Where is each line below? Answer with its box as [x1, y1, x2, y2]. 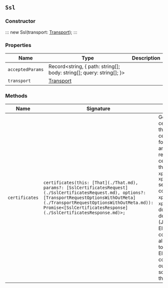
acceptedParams [7, 66, 44, 72]
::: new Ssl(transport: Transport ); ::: [5, 29, 77, 35]
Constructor [5, 17, 36, 24]
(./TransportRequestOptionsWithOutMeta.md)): [43, 200, 154, 205]
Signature [86, 105, 110, 112]
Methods [5, 92, 27, 99]
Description [131, 54, 160, 61]
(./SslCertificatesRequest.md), [43, 190, 120, 195]
